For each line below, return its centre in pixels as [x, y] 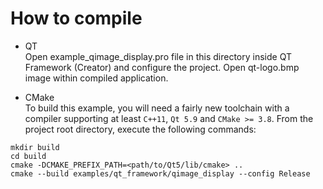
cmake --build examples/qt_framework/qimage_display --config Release [160, 173]
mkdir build [35, 147]
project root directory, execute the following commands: [140, 129]
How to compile [76, 18]
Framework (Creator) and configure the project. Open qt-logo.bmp [162, 67]
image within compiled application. [96, 78]
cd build [28, 156]
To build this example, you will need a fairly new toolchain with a [157, 108]
